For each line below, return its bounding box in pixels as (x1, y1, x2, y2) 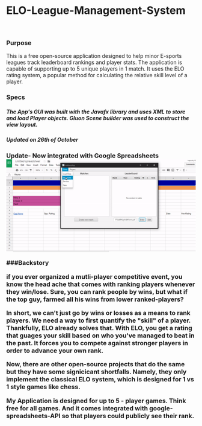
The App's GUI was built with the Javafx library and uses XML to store (6, 108, 186, 115)
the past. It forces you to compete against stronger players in (6, 339, 188, 348)
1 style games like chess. (6, 383, 81, 391)
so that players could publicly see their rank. (61, 412, 194, 420)
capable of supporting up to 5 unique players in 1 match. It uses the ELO (6, 65, 185, 72)
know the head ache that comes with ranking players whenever (6, 280, 195, 288)
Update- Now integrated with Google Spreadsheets (6, 151, 159, 160)
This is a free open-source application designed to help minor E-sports (6, 52, 182, 60)
